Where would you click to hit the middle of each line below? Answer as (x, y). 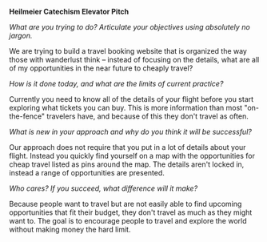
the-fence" (27, 116)
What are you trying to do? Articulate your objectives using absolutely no (130, 27)
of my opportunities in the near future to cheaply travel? (101, 68)
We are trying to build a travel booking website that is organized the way (128, 51)
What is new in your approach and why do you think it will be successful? (131, 132)
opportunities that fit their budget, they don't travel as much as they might (131, 212)
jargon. (21, 36)
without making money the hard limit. (70, 229)
